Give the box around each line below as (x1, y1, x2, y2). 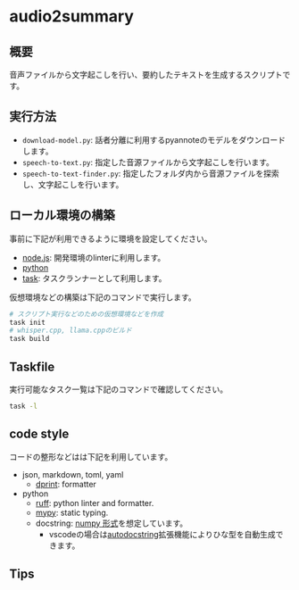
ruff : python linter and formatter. (35, 497, 154, 508)
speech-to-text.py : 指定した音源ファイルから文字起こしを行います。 (21, 156, 275, 167)
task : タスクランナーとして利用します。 (21, 272, 167, 283)
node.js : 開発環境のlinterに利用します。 (21, 252, 166, 262)
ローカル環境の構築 (9, 208, 115, 223)
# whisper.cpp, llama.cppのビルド (9, 326, 132, 336)
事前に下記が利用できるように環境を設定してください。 (9, 233, 212, 244)
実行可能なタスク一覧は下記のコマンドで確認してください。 (9, 384, 228, 395)
